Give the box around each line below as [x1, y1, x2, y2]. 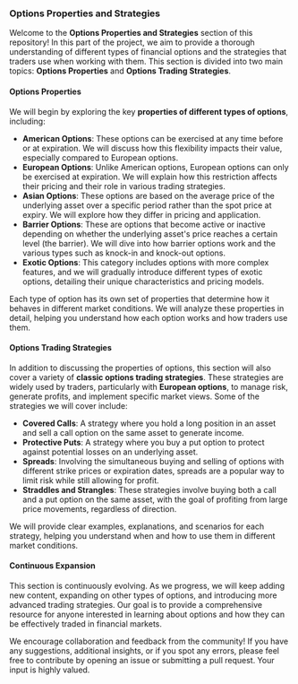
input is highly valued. [9, 664, 90, 675]
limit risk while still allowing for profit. [21, 474, 159, 486]
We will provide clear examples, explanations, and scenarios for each [9, 521, 265, 532]
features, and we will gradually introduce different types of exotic [21, 266, 263, 277]
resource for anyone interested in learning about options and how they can [9, 609, 285, 619]
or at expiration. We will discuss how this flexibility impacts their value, [21, 143, 283, 153]
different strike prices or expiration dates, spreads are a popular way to [21, 465, 285, 476]
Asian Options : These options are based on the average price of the [21, 190, 275, 201]
